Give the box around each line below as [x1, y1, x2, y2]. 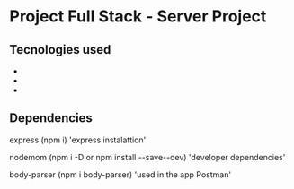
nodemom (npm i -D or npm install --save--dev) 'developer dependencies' [9, 151, 286, 162]
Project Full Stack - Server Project [9, 6, 267, 27]
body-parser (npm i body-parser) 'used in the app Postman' [9, 168, 232, 180]
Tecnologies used [9, 42, 111, 57]
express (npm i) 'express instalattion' [9, 134, 147, 145]
